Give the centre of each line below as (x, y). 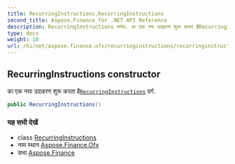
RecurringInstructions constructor (84, 74)
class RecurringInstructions (57, 137)
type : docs (23, 33)
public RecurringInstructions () (54, 104)
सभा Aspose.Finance (46, 152)
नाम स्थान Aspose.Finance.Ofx (58, 144)
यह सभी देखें (23, 122)
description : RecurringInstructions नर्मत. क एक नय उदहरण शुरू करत (100, 27)
